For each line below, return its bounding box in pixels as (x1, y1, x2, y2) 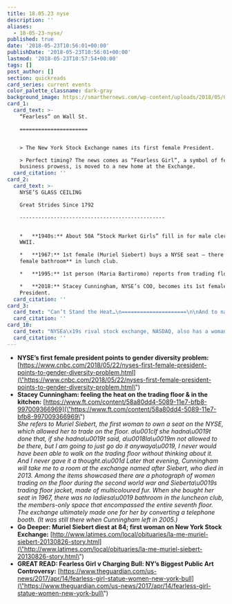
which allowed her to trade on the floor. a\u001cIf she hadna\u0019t (17, 427, 211, 435)
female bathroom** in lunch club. (19, 258, 119, 265)
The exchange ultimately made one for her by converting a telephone (17, 508, 215, 516)
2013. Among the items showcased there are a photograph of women (17, 471, 215, 479)
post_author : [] (7, 68, 54, 75)
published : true (7, 36, 54, 43)
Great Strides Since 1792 (19, 202, 95, 208)
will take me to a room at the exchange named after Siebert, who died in (17, 463, 224, 472)
